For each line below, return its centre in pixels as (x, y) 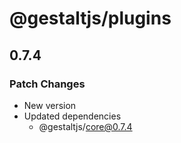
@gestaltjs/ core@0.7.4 (85, 126)
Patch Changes (47, 84)
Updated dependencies (72, 116)
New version (50, 105)
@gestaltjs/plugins (90, 18)
